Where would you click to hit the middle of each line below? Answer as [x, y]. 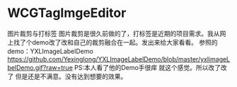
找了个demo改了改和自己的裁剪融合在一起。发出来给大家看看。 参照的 [115, 42]
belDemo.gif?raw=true [40, 67]
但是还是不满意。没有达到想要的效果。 [71, 76]
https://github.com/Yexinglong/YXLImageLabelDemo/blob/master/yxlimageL [119, 59]
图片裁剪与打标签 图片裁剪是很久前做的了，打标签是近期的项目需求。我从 [114, 33]
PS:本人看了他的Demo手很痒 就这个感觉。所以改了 [148, 67]
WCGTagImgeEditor [67, 13]
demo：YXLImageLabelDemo [50, 51]
